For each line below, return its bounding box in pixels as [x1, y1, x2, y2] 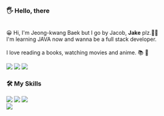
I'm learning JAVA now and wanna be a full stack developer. [6, 35, 157, 43]
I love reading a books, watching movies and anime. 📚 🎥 [6, 49, 149, 56]
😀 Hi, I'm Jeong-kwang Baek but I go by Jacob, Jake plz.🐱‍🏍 [6, 29, 159, 37]
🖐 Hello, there [6, 6, 50, 15]
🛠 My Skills [6, 79, 41, 88]
